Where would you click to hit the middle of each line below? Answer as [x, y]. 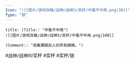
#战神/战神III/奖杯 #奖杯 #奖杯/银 [40, 55]
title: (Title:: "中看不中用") [37, 30]
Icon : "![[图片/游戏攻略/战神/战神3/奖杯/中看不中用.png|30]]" [68, 10]
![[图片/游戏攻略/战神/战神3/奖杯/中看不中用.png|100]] [60, 35]
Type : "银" [17, 15]
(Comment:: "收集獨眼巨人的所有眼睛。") [44, 45]
